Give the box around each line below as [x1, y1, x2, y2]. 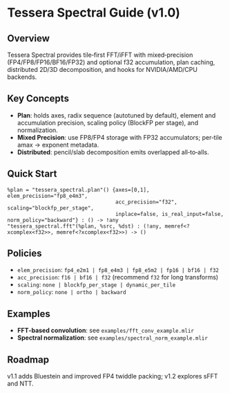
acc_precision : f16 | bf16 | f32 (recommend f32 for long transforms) [17, 273, 219, 282]
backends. [7, 73, 37, 81]
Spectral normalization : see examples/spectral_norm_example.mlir [17, 333, 209, 342]
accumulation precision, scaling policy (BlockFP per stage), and [17, 118, 199, 127]
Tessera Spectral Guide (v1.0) [7, 5, 181, 21]
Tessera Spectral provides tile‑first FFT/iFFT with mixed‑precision [7, 51, 193, 59]
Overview [7, 33, 50, 44]
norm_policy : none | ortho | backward [17, 288, 126, 296]
